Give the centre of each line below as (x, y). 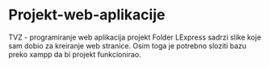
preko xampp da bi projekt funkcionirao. (75, 54)
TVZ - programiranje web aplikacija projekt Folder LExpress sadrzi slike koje (135, 37)
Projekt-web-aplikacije (87, 15)
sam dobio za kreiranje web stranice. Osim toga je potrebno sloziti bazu (128, 45)
